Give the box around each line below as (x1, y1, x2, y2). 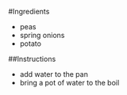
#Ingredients (8, 7, 50, 16)
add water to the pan (19, 70, 89, 78)
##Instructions (8, 55, 56, 63)
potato (19, 39, 42, 48)
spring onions (19, 31, 65, 40)
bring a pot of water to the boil (19, 78, 120, 87)
